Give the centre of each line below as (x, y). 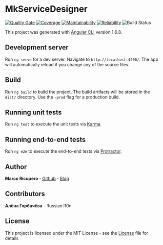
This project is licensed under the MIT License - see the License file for (77, 233)
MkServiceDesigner (46, 9)
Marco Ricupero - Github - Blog (37, 178)
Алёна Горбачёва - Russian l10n (38, 206)
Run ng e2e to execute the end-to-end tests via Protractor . (63, 151)
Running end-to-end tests (45, 139)
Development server (37, 48)
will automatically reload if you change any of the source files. (67, 64)
